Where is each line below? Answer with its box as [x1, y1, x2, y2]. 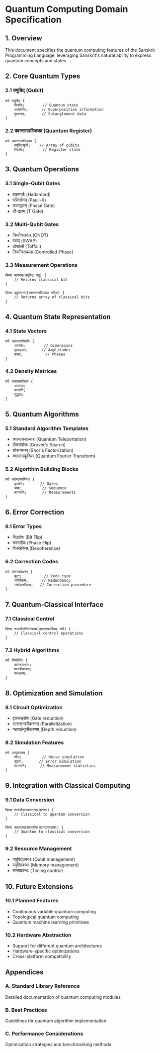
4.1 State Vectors [5, 327, 47, 334]
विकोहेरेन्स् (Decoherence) [12, 545, 61, 551]
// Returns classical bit [14, 277, 68, 282]
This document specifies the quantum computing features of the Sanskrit [5, 47, 155, 53]
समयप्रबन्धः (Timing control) [12, 867, 63, 874]
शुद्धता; [14, 392, 24, 397]
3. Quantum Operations [5, 165, 80, 174]
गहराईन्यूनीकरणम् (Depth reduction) [12, 726, 77, 732]
